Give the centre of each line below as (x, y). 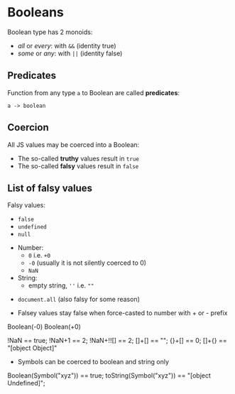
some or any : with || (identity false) (70, 53)
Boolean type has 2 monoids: (50, 32)
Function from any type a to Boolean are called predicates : (93, 92)
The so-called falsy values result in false (78, 166)
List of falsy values (50, 188)
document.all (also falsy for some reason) (79, 300)
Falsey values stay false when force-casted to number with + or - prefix (122, 313)
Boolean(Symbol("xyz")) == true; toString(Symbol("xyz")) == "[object (109, 376)
